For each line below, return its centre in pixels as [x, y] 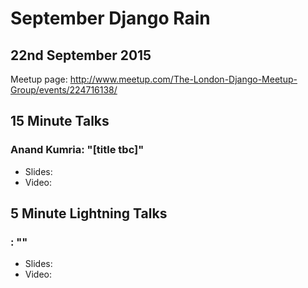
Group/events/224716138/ [64, 90]
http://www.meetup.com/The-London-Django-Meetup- [183, 79]
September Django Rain [110, 18]
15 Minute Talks [60, 121]
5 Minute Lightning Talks [89, 213]
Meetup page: [39, 79]
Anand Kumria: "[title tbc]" [77, 150]
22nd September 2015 [81, 55]
